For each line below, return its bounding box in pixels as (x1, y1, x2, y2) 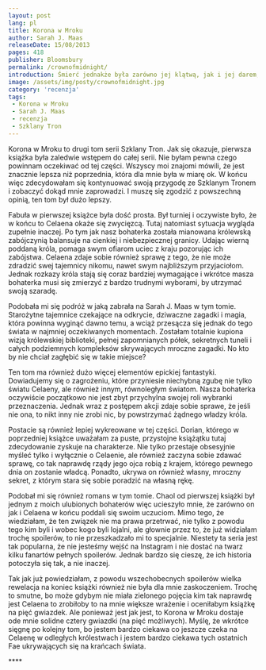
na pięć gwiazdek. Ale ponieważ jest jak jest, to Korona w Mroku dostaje (8, 607, 244, 617)
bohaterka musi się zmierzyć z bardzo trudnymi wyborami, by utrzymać (8, 277, 242, 287)
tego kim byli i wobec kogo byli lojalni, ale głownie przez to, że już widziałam (8, 525, 257, 534)
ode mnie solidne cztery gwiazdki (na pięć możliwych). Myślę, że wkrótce (8, 616, 249, 626)
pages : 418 (8, 48, 44, 56)
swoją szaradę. (8, 286, 58, 295)
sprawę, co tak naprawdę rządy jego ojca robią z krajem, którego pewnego (8, 458, 253, 468)
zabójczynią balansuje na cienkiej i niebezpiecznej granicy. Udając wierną (8, 235, 249, 245)
